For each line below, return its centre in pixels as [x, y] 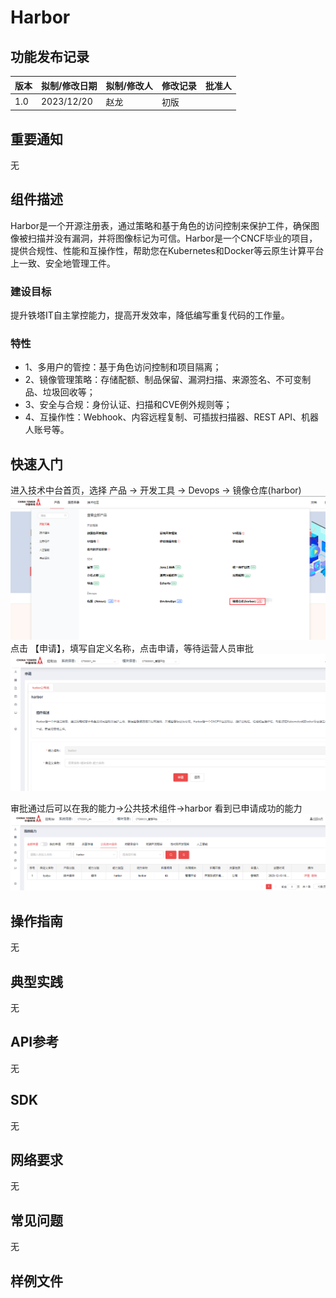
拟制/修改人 [129, 85]
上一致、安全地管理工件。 [63, 263]
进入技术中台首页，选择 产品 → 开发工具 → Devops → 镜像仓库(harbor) [156, 490]
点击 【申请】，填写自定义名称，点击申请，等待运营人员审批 [132, 648]
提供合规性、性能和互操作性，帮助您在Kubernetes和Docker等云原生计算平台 [167, 250]
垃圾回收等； [69, 392]
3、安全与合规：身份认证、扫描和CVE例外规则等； [128, 405]
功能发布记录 [50, 56]
